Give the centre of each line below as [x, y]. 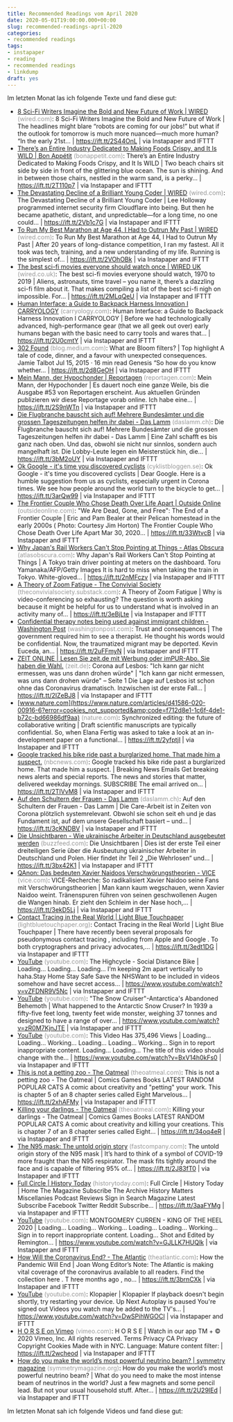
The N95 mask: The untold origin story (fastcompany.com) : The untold [118, 1147]
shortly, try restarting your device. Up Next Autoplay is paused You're [116, 1302]
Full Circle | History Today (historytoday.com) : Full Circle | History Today [120, 1183]
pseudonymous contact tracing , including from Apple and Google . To [118, 939]
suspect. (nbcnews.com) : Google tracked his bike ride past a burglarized [121, 762]
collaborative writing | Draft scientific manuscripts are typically [106, 725]
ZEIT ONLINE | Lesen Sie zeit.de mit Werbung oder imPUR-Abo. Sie [113, 659]
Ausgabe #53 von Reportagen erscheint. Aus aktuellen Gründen [109, 392]
